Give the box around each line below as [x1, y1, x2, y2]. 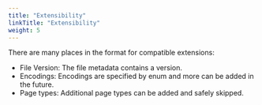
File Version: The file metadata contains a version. [19, 63, 183, 73]
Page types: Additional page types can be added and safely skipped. [19, 88, 245, 98]
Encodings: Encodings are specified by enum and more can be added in [19, 72, 254, 81]
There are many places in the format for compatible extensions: [8, 48, 215, 58]
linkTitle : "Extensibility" [8, 19, 101, 27]
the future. [19, 80, 54, 89]
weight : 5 [8, 26, 41, 34]
